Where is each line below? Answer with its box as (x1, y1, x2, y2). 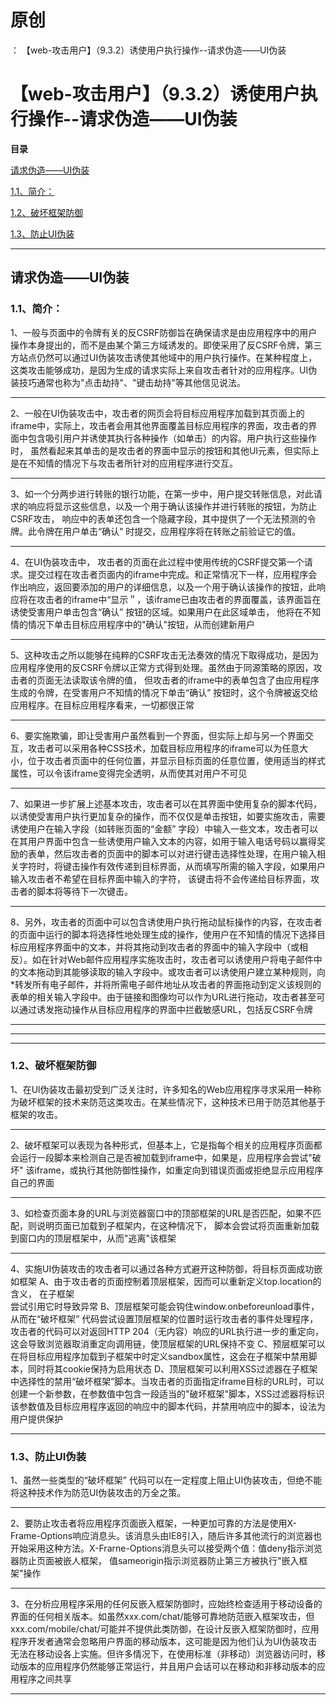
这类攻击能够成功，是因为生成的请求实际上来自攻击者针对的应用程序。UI (10, 364, 309, 376)
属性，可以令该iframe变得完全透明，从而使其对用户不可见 (10, 767, 248, 779)
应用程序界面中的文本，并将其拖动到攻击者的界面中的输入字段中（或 (18, 941, 300, 953)
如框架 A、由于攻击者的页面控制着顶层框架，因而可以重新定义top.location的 (10, 1275, 322, 1287)
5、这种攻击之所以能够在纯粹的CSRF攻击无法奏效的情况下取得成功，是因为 (10, 649, 319, 661)
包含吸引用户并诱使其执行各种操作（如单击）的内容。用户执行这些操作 (27, 432, 317, 444)
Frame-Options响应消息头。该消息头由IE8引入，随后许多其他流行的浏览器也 (10, 1530, 322, 1542)
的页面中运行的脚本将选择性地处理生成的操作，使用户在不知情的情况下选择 (10, 928, 317, 940)
